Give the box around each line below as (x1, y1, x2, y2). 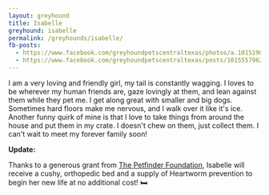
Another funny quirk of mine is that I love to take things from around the (8, 112, 245, 121)
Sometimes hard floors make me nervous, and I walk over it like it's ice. (8, 103, 243, 113)
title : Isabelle (8, 19, 62, 27)
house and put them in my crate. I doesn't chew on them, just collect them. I (8, 121, 259, 130)
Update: (8, 145, 36, 154)
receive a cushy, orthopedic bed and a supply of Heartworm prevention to (8, 169, 253, 178)
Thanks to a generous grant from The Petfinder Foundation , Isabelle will (8, 160, 246, 169)
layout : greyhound (8, 11, 70, 20)
